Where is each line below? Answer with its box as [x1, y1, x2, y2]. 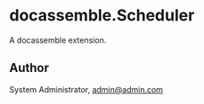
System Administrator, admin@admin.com [9, 84, 163, 94]
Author [9, 60, 49, 76]
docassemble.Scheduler [9, 5, 195, 26]
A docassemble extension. [9, 35, 107, 45]
